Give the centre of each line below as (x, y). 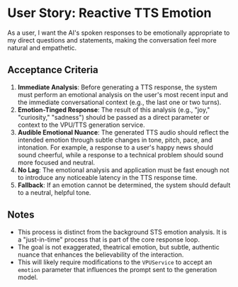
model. (28, 277)
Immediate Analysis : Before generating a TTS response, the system (117, 87)
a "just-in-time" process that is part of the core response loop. (109, 240)
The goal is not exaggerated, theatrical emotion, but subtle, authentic (118, 247)
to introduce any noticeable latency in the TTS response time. (107, 177)
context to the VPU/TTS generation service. (81, 125)
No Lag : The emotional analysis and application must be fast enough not (123, 170)
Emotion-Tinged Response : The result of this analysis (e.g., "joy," (114, 109)
